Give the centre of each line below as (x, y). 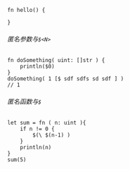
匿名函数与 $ (25, 101)
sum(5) (17, 160)
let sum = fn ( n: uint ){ (47, 123)
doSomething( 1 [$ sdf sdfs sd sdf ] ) (66, 79)
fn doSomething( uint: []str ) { (56, 61)
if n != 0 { (37, 129)
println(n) (36, 148)
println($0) (37, 67)
